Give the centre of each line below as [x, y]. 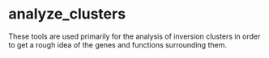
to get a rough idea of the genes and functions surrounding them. [117, 44]
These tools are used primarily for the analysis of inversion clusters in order [134, 36]
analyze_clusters [67, 14]
